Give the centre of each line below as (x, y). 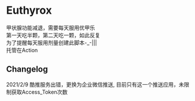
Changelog (27, 69)
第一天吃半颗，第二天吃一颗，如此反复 (53, 35)
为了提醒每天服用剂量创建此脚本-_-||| (52, 42)
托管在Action (22, 50)
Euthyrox (29, 10)
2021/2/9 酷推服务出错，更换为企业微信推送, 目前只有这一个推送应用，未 (95, 84)
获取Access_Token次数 (39, 92)
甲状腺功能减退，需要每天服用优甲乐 (51, 27)
